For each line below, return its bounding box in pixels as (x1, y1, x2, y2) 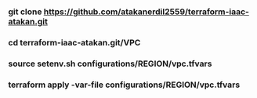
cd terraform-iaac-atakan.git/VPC (8, 37, 141, 48)
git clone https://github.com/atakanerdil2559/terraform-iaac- (8, 6, 249, 17)
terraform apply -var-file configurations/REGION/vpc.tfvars (8, 79, 241, 90)
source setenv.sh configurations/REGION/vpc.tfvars (8, 58, 212, 69)
